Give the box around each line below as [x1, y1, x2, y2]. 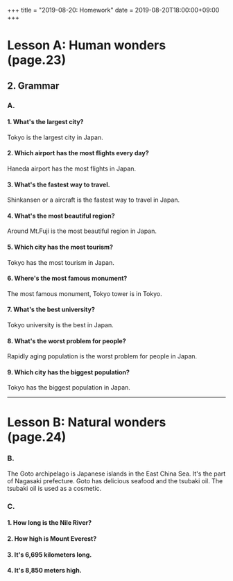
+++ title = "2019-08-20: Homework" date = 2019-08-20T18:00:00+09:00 [7, 6, 220, 14]
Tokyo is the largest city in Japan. [7, 133, 103, 141]
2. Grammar [7, 80, 60, 92]
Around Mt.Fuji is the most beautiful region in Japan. [7, 227, 157, 235]
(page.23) [7, 52, 67, 68]
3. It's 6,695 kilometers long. [7, 550, 92, 559]
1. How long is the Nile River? [7, 519, 92, 527]
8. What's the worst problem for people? [7, 336, 126, 345]
